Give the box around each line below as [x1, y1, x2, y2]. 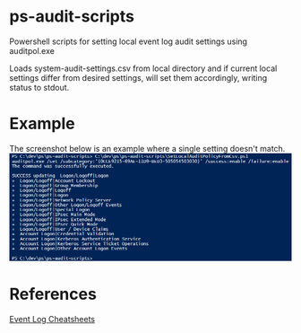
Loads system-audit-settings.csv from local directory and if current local [9, 63, 278, 74]
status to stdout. [9, 82, 70, 92]
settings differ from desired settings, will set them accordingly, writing [9, 72, 268, 83]
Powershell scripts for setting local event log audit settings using [9, 36, 248, 47]
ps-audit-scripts [9, 6, 134, 27]
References [9, 284, 97, 304]
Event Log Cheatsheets [9, 313, 96, 324]
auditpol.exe [9, 45, 56, 56]
